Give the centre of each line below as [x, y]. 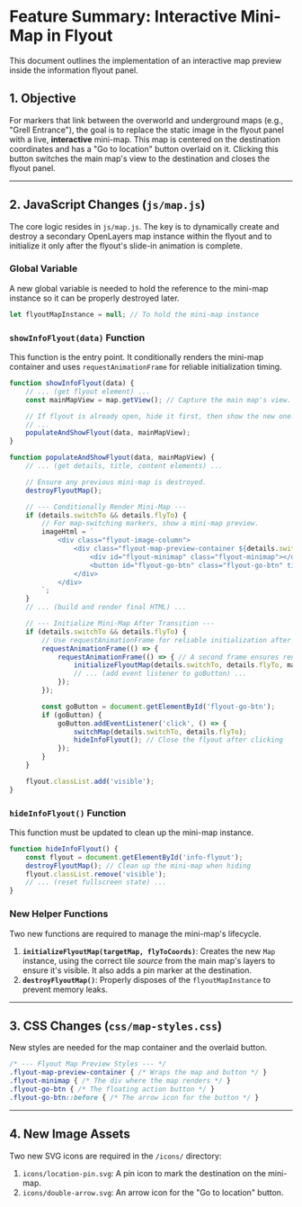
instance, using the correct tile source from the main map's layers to [149, 960]
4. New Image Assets [70, 1135]
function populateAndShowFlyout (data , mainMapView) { [112, 458]
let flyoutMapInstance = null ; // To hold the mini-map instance [134, 314]
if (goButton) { [72, 715]
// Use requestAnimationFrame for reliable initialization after [167, 640]
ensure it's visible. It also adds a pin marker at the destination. [137, 970]
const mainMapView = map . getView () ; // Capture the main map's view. [159, 400]
